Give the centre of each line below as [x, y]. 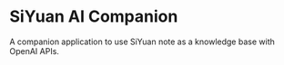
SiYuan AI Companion [94, 17]
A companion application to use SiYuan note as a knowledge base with [142, 42]
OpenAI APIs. [34, 51]
